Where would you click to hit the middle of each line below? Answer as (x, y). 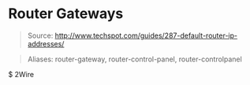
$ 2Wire (21, 74)
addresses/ (46, 43)
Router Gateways (66, 14)
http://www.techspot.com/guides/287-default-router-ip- (146, 35)
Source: (40, 35)
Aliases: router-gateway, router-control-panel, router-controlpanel (134, 59)
